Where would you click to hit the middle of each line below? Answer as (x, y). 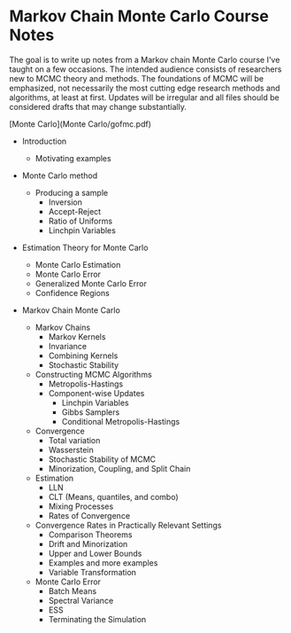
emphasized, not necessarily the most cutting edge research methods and (145, 88)
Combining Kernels (83, 356)
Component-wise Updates (96, 393)
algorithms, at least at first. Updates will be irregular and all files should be (145, 97)
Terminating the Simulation (97, 619)
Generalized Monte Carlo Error (91, 283)
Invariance (67, 346)
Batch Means (73, 590)
